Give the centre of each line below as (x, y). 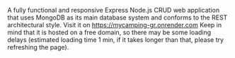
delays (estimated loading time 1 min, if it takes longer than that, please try (116, 40)
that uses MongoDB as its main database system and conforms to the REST (117, 17)
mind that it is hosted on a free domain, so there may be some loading (109, 32)
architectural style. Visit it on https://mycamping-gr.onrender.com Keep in (115, 25)
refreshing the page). (38, 47)
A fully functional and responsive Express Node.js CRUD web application (114, 10)
